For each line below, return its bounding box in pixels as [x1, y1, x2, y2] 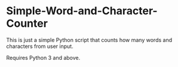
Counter [6, 17, 48, 30]
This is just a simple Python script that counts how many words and [6, 36, 172, 43]
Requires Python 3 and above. [6, 54, 81, 61]
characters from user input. [6, 43, 73, 50]
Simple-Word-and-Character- [6, 4, 158, 18]
